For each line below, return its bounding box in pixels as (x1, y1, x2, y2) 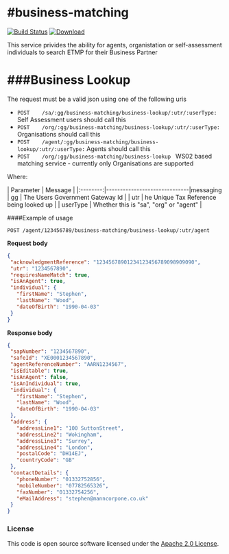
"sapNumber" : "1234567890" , (10, 348, 91, 355)
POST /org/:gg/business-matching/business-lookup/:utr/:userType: (16, 124, 221, 131)
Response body (7, 328, 53, 337)
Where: (7, 172, 28, 181)
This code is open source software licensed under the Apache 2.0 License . (7, 540, 219, 548)
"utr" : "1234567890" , (10, 265, 72, 272)
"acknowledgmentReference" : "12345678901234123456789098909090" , (10, 259, 201, 266)
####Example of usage (7, 213, 73, 222)
